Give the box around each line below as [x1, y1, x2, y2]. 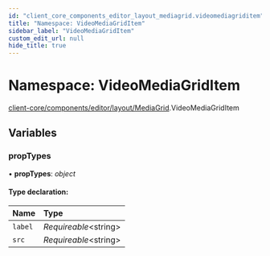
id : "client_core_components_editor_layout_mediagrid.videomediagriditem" [8, 11, 264, 20]
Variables [8, 126, 58, 140]
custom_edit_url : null [8, 34, 84, 43]
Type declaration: [8, 187, 69, 197]
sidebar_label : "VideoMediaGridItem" [8, 27, 135, 35]
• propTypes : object [8, 168, 76, 178]
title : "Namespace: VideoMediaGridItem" [8, 19, 146, 27]
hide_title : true [8, 42, 67, 50]
